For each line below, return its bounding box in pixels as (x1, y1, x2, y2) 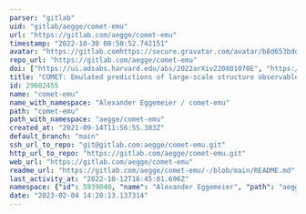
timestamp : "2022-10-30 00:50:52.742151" (9, 38, 169, 48)
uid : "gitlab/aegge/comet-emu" (9, 22, 128, 31)
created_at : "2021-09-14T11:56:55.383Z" (9, 124, 166, 133)
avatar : (9, 47, 39, 56)
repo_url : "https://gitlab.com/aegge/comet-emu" (9, 56, 198, 65)
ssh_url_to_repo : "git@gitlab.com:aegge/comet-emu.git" (9, 140, 226, 149)
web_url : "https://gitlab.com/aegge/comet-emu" (9, 157, 194, 167)
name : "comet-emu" (9, 89, 79, 98)
